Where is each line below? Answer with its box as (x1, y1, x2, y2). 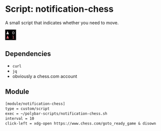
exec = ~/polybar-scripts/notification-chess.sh (5, 111, 107, 116)
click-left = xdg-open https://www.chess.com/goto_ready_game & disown (5, 121, 156, 126)
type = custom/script (5, 106, 50, 111)
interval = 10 (5, 116, 35, 121)
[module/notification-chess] (5, 101, 65, 106)
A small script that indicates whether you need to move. (5, 20, 119, 26)
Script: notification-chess (5, 3, 114, 15)
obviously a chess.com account (12, 73, 78, 79)
